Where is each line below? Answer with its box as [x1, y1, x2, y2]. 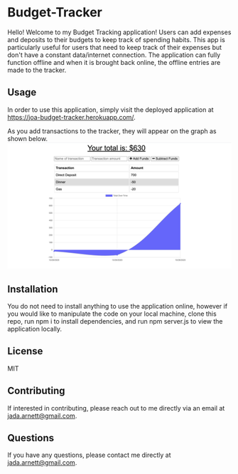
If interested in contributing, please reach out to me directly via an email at [7, 403, 225, 412]
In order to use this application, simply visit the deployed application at [7, 105, 215, 114]
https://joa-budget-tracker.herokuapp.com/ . [7, 113, 136, 121]
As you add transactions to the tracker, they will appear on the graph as [7, 126, 217, 135]
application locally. [7, 325, 63, 334]
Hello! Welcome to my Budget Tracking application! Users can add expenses [7, 28, 232, 36]
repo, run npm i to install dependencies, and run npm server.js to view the [7, 317, 223, 326]
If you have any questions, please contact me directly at [7, 450, 171, 460]
